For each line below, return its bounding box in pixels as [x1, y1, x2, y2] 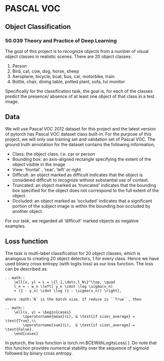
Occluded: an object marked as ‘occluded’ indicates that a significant [12, 198, 152, 204]
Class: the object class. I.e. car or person [12, 151, 95, 157]
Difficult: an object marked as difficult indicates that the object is [12, 172, 143, 178]
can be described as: [5, 266, 48, 272]
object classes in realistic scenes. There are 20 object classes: [5, 53, 132, 59]
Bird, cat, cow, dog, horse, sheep [12, 68, 80, 74]
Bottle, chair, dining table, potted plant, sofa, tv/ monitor [12, 78, 125, 84]
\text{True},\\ [5, 318, 36, 323]
